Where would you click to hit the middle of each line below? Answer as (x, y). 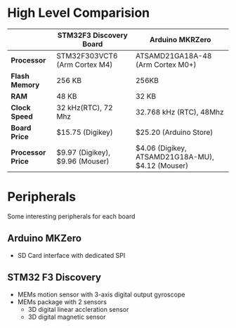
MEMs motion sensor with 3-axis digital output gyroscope (101, 294)
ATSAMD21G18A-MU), (175, 157)
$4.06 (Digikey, (162, 147)
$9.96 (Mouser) (83, 161)
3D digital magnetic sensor (67, 317)
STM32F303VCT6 (87, 55)
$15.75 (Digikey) (85, 132)
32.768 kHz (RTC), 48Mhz (180, 112)
